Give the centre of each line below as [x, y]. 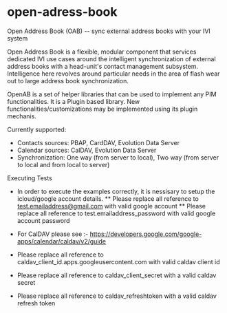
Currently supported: [37, 129]
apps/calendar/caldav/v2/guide [62, 241]
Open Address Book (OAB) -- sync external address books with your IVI [109, 31]
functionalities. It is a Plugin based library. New [74, 101]
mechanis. [22, 116]
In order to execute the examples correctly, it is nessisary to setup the [116, 191]
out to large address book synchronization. [68, 80]
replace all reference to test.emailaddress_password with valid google [116, 213]
